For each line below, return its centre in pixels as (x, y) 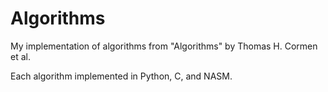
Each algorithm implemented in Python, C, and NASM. (121, 76)
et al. (20, 56)
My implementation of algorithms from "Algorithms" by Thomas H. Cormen (164, 46)
